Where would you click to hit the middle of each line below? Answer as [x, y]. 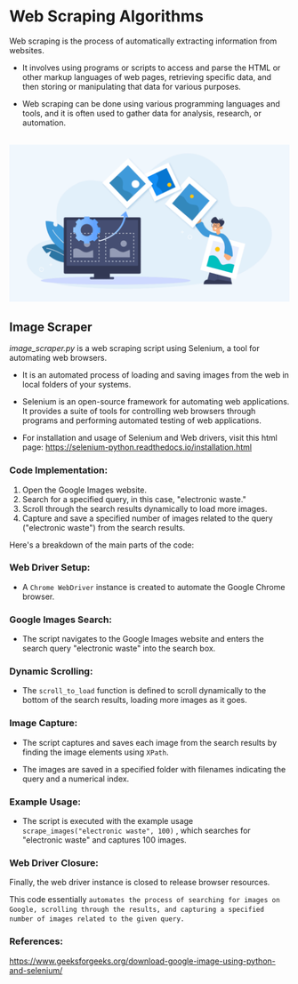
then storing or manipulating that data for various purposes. [132, 86]
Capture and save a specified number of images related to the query [147, 518]
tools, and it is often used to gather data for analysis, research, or [142, 113]
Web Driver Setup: [50, 568]
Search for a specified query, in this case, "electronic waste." [134, 499]
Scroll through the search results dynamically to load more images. [145, 508]
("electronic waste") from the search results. [104, 527]
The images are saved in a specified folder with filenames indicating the [154, 769]
